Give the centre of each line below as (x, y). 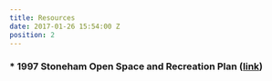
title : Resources (42, 18)
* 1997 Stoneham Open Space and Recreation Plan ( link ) (136, 66)
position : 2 (32, 35)
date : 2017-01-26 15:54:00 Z (65, 26)
